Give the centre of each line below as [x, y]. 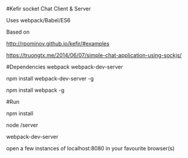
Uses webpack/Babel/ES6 [38, 20]
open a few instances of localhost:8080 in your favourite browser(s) [90, 148]
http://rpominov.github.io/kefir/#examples [58, 44]
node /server [22, 125]
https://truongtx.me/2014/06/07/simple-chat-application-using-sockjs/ [94, 55]
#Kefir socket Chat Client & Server [49, 9]
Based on [18, 32]
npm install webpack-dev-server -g [50, 78]
